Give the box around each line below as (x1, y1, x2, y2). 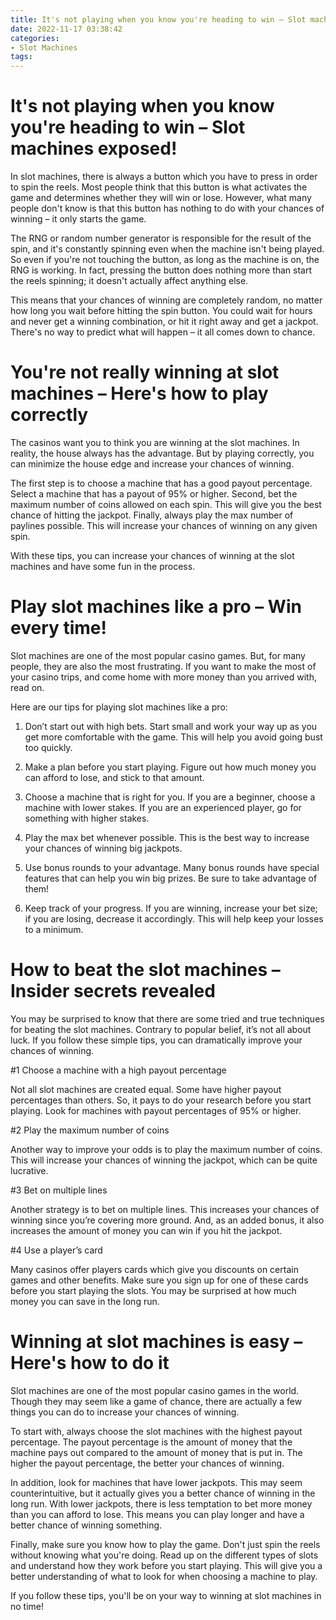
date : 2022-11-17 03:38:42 (10, 24, 123, 34)
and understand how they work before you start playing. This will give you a (10, 1559, 323, 1571)
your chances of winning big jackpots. (24, 842, 183, 854)
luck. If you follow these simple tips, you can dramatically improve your (10, 1034, 303, 1046)
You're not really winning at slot (10, 361, 280, 384)
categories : (10, 33, 60, 43)
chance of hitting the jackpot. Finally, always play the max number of (10, 509, 294, 521)
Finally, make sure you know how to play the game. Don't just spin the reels (10, 1538, 321, 1550)
